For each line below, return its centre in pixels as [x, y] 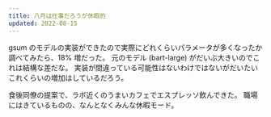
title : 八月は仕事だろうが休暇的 [57, 16]
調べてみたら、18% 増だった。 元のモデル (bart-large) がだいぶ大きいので [131, 57]
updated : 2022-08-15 [43, 23]
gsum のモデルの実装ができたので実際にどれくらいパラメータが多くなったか [135, 47]
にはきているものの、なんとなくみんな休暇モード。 [93, 105]
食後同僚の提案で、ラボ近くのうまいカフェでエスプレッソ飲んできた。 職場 [133, 94]
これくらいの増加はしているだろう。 [68, 77]
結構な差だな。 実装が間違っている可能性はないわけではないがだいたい [140, 67]
